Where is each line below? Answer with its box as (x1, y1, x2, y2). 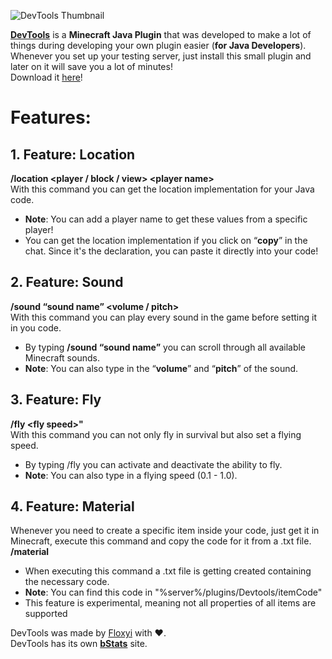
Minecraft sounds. (24, 351, 100, 364)
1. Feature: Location (10, 146, 136, 163)
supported (24, 608, 68, 620)
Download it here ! (10, 71, 83, 83)
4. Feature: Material (10, 498, 135, 515)
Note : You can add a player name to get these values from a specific (24, 213, 308, 225)
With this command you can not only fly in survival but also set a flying (10, 428, 302, 440)
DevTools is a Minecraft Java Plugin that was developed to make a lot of (10, 29, 312, 40)
